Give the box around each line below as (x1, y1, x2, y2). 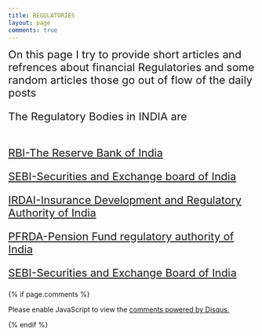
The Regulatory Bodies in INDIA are (8, 109, 187, 124)
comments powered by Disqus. (129, 305, 230, 315)
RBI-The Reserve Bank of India (8, 146, 163, 160)
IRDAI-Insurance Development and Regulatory (8, 194, 242, 207)
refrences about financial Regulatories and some (8, 61, 255, 75)
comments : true (8, 26, 58, 34)
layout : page (8, 19, 51, 27)
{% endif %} (8, 320, 49, 330)
